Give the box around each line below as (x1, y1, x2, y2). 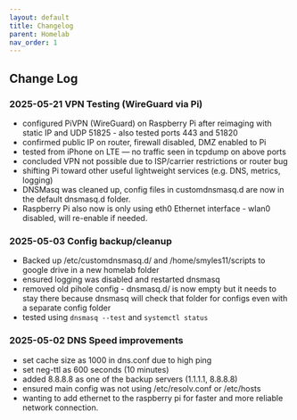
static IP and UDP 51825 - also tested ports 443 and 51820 (21, 127, 238, 138)
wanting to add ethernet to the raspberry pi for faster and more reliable (21, 392, 284, 403)
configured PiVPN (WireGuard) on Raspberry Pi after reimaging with (21, 118, 272, 128)
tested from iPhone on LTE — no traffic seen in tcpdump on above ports (21, 146, 287, 157)
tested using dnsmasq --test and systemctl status (21, 312, 209, 323)
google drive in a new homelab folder (21, 265, 160, 276)
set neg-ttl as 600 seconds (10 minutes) (21, 364, 169, 375)
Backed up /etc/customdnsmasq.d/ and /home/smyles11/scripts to (21, 255, 266, 266)
